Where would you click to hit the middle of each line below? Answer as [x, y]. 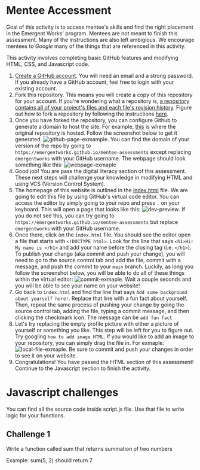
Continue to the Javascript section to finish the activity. [83, 368]
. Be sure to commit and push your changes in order [130, 349]
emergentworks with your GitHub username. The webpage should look [100, 158]
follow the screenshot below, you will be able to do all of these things [100, 272]
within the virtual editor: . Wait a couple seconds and [103, 279]
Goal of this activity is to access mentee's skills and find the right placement [100, 27]
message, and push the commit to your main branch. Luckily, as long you [104, 266]
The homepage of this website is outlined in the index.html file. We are [101, 190]
